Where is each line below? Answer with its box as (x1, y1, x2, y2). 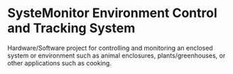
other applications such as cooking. (7, 58, 112, 67)
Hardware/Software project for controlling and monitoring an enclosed (7, 43, 213, 52)
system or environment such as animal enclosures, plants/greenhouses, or (7, 51, 226, 60)
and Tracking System (7, 20, 136, 36)
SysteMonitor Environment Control (7, 5, 218, 21)
